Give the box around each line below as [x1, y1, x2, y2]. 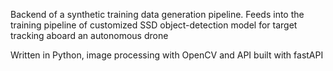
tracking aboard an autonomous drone [10, 30, 169, 41]
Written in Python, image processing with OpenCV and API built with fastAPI [10, 49, 324, 61]
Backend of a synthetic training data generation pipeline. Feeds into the [10, 9, 305, 20]
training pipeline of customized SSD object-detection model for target [10, 19, 298, 31]
